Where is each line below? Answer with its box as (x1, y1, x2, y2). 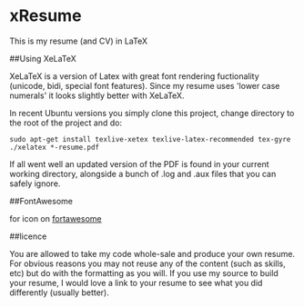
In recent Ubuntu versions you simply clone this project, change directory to (9, 107, 295, 118)
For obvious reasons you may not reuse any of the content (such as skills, (9, 258, 287, 269)
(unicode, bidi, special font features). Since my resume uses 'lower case (9, 80, 280, 91)
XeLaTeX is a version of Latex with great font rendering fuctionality (9, 70, 259, 82)
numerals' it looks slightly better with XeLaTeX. (9, 90, 185, 101)
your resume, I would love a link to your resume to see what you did (9, 277, 263, 288)
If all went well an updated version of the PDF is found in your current (9, 158, 270, 169)
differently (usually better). (9, 287, 109, 298)
